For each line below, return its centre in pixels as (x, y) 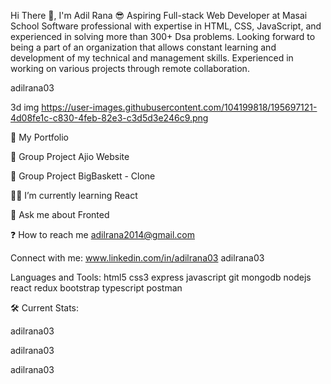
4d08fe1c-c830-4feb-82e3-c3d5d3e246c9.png (109, 118)
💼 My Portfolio (39, 137)
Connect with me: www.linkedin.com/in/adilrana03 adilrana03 (137, 258)
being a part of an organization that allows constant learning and (143, 47)
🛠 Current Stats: (45, 308)
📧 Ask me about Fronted (60, 214)
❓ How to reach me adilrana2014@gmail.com (102, 234)
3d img (25, 107)
